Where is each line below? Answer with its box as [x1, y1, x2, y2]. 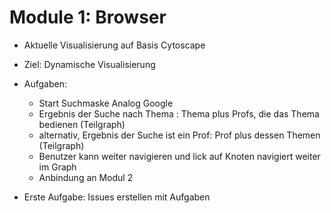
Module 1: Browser [9, 6, 167, 29]
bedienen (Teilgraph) [38, 118, 126, 130]
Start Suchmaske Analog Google [38, 97, 174, 109]
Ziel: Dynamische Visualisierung [23, 58, 156, 70]
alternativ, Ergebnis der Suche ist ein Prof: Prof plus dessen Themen [38, 129, 321, 141]
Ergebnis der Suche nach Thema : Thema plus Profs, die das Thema [38, 107, 320, 120]
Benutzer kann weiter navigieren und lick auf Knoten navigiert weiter [38, 150, 321, 162]
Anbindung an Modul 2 [38, 171, 134, 183]
